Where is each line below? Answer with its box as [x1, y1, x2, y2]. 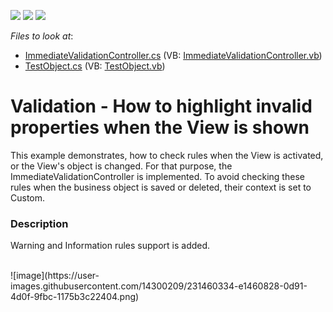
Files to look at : [10, 30, 74, 42]
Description [10, 216, 69, 230]
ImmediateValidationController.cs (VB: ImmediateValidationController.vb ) [24, 50, 323, 61]
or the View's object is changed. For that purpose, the [10, 160, 233, 172]
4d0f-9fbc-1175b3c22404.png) [10, 291, 140, 303]
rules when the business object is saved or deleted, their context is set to [10, 181, 312, 193]
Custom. [10, 191, 46, 204]
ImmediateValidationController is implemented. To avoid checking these [10, 170, 305, 182]
